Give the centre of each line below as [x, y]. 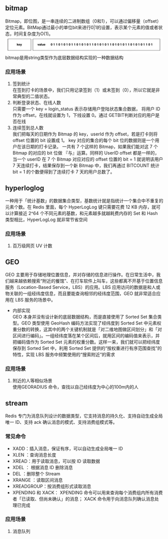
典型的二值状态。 [35, 96]
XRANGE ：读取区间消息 [38, 480]
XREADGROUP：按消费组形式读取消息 [52, 486]
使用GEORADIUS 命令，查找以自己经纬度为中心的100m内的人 [75, 387]
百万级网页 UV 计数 [32, 246]
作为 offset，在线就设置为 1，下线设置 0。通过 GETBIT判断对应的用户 [84, 115]
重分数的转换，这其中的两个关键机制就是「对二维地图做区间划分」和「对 [87, 330]
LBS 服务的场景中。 [35, 300]
